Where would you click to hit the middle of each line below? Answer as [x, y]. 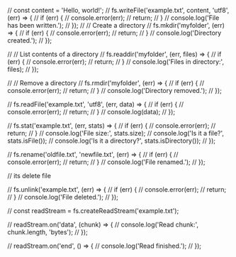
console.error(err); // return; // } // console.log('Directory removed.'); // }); [114, 91]
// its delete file [29, 176]
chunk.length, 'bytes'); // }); [48, 232]
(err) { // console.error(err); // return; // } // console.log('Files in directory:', [116, 62]
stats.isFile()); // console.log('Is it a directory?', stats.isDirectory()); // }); [112, 141]
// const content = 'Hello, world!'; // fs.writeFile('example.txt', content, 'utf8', [118, 10]
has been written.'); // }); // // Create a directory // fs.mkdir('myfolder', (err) [116, 25]
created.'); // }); [30, 40]
